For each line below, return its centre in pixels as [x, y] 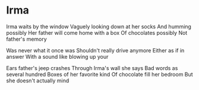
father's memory [27, 39]
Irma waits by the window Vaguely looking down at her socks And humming [99, 26]
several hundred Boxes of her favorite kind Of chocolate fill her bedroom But [99, 74]
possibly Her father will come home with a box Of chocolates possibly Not [97, 32]
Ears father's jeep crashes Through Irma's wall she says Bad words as [92, 68]
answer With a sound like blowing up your [57, 56]
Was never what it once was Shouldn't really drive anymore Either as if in [95, 50]
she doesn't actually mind [38, 81]
